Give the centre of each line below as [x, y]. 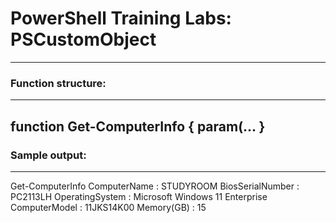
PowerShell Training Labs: [121, 18]
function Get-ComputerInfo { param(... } [138, 126]
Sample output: [48, 155]
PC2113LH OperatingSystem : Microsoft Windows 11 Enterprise [139, 196]
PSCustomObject [83, 39]
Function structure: [58, 83]
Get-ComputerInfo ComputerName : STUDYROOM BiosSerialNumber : [155, 186]
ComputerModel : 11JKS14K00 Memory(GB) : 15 [108, 207]
